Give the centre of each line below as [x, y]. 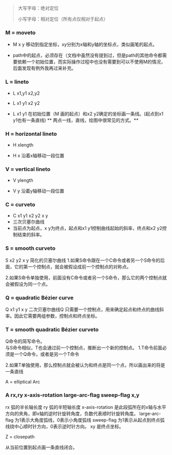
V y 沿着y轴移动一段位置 [39, 191]
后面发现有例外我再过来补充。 [44, 68]
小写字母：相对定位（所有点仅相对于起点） [63, 19]
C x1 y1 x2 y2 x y [30, 216]
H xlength [23, 145]
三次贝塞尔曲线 [28, 222]
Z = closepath [20, 436]
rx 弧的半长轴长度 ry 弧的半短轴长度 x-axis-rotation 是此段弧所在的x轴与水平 [86, 407]
